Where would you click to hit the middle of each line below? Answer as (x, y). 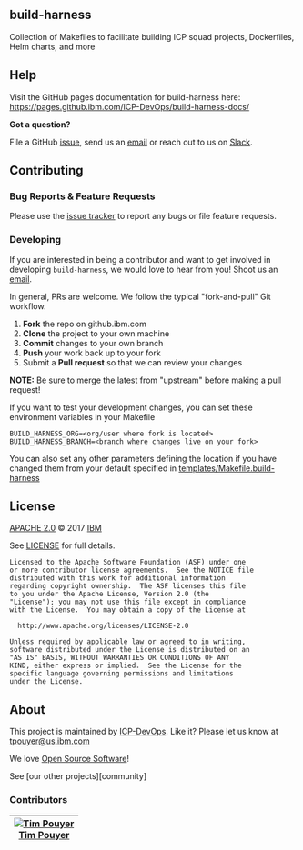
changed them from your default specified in (93, 468)
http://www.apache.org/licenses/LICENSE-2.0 (103, 626)
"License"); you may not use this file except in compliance (128, 602)
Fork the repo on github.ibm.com (85, 324)
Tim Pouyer (44, 835)
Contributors (39, 800)
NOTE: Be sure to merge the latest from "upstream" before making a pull (146, 380)
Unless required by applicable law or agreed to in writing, (128, 642)
